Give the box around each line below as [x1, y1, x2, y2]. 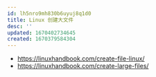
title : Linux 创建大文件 [7, 16, 74, 23]
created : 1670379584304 [7, 36, 76, 43]
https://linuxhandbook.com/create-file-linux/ [17, 54, 145, 63]
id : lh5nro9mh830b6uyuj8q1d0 [7, 10, 92, 17]
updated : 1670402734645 [7, 29, 76, 36]
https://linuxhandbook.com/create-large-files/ [17, 62, 149, 70]
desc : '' [7, 23, 33, 30]
